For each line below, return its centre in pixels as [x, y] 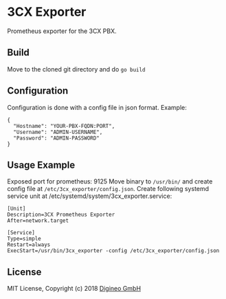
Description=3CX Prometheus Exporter [61, 215]
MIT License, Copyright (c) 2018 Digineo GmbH [74, 289]
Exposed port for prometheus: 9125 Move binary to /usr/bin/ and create [110, 181]
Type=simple [24, 239]
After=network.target [38, 221]
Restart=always [29, 245]
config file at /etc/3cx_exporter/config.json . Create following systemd [108, 189]
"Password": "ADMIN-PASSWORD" [56, 138]
